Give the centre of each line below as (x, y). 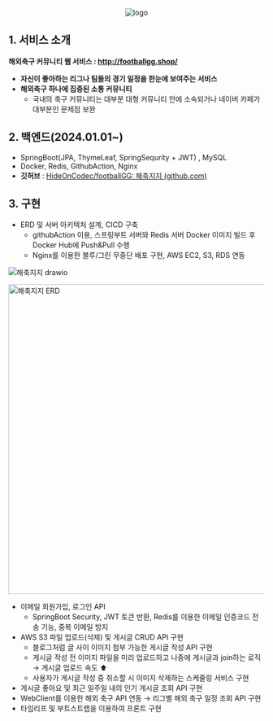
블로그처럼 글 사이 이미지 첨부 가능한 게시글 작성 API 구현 (122, 648)
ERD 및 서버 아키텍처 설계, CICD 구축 (79, 225)
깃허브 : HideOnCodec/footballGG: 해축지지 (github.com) (113, 176)
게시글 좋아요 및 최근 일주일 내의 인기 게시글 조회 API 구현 (111, 688)
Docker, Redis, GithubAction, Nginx (79, 166)
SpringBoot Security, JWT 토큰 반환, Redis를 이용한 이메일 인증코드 (141, 617)
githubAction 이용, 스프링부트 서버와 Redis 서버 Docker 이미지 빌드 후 (144, 235)
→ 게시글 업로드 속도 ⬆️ (70, 668)
